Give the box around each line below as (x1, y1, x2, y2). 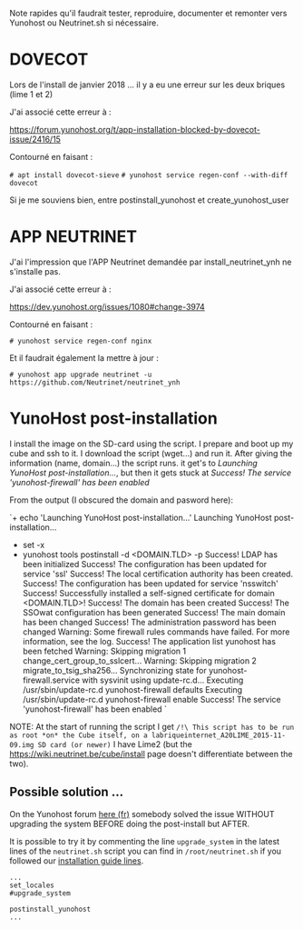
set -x (22, 539, 45, 550)
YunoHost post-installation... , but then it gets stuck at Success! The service (9, 467, 292, 478)
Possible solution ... (9, 784, 124, 800)
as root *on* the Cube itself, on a (9, 731, 148, 740)
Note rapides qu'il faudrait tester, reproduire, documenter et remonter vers (9, 8, 288, 18)
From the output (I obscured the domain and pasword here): (9, 494, 234, 505)
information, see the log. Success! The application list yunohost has (22, 635, 277, 646)
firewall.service (22, 674, 80, 685)
